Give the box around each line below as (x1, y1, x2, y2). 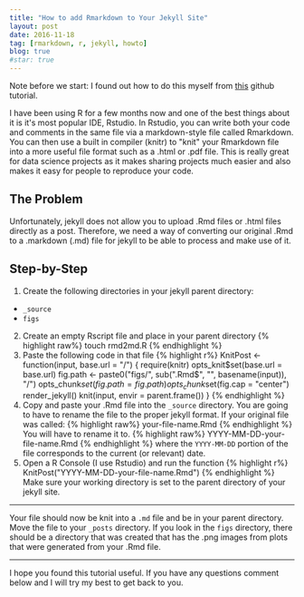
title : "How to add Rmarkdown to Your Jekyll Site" (9, 13, 208, 23)
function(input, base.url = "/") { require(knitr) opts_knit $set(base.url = (22, 359, 283, 370)
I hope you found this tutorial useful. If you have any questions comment (9, 568, 280, 579)
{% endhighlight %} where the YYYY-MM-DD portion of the (80, 438, 289, 449)
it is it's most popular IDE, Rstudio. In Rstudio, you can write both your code (9, 117, 290, 128)
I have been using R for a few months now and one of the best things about (9, 108, 290, 118)
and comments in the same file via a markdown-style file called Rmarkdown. (9, 127, 294, 137)
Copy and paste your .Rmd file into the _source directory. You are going (22, 400, 289, 411)
